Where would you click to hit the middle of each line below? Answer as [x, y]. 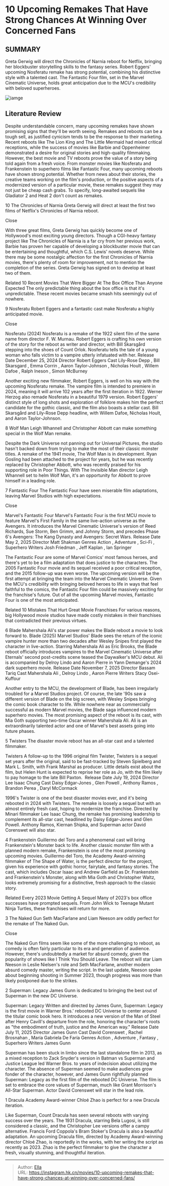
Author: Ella [29, 1167]
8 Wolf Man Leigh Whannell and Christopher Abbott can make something [81, 428]
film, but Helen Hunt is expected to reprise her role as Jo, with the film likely [84, 772]
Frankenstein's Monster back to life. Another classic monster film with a [79, 845]
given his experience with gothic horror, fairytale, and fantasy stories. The [82, 866]
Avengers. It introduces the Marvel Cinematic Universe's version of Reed [80, 526]
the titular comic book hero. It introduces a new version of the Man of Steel [83, 1016]
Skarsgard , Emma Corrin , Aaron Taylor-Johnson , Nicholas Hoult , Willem [82, 365]
